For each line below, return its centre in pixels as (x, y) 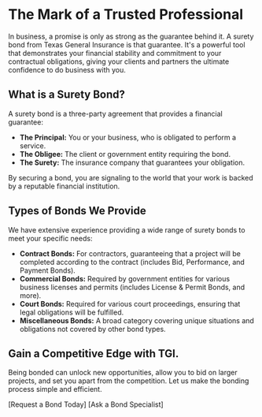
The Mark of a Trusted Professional (126, 15)
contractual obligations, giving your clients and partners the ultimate (119, 61)
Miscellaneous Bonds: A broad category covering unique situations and (137, 320)
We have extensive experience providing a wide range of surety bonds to (127, 229)
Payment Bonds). (48, 270)
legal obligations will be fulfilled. (72, 312)
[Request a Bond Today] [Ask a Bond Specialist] (86, 404)
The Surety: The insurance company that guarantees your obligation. (132, 162)
